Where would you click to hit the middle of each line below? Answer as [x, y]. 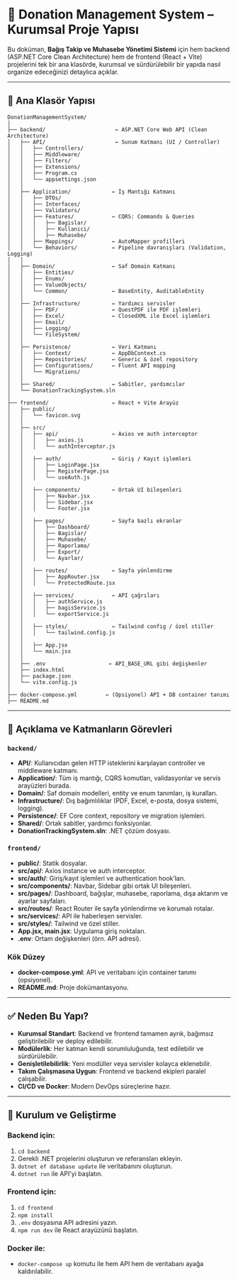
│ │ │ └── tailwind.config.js [61, 632]
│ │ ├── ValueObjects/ [47, 285]
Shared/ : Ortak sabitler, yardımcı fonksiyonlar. [85, 823]
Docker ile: [26, 1248]
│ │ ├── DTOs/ [34, 198]
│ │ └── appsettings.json [52, 179]
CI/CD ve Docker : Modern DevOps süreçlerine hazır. [94, 1086]
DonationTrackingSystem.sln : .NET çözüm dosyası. [94, 831]
